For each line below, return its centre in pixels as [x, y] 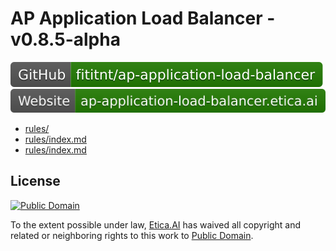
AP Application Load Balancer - [143, 18]
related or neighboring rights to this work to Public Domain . [132, 235]
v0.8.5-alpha [65, 39]
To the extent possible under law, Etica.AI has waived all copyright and [155, 224]
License [35, 181]
